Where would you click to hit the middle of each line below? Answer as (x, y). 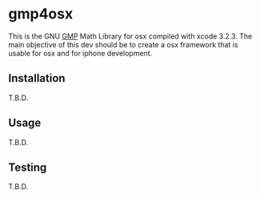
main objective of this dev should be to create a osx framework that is (123, 44)
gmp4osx (41, 14)
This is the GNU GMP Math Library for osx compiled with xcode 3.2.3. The (130, 36)
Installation (37, 78)
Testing (28, 167)
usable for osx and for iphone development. (80, 53)
